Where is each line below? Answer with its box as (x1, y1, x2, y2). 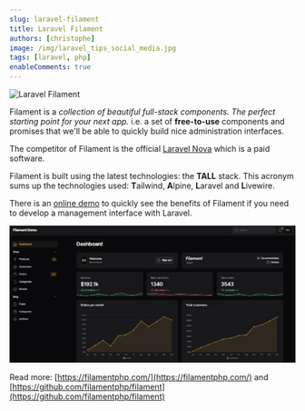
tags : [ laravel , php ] (9, 53, 92, 63)
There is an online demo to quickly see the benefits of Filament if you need (9, 198, 290, 208)
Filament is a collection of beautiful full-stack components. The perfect (9, 106, 276, 117)
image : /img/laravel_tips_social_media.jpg (9, 44, 177, 53)
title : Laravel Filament (9, 24, 103, 34)
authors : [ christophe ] (9, 34, 95, 43)
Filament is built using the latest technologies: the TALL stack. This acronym (9, 171, 294, 181)
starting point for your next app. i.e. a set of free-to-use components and (9, 116, 285, 126)
